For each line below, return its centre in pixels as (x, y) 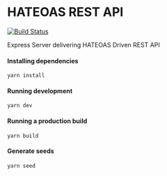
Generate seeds (31, 151)
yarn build (23, 136)
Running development (40, 90)
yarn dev (20, 106)
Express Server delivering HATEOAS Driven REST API (83, 45)
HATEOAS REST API (65, 12)
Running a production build (47, 121)
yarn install (26, 76)
